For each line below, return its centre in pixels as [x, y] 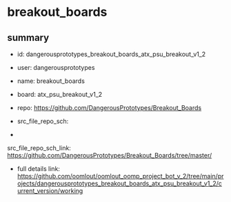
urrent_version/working [50, 191]
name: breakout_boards [51, 81]
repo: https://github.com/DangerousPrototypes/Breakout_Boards [109, 108]
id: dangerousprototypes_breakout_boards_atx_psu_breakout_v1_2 [111, 54]
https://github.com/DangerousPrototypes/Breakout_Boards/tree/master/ [110, 155]
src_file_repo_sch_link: [39, 148]
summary [28, 38]
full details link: [39, 169]
